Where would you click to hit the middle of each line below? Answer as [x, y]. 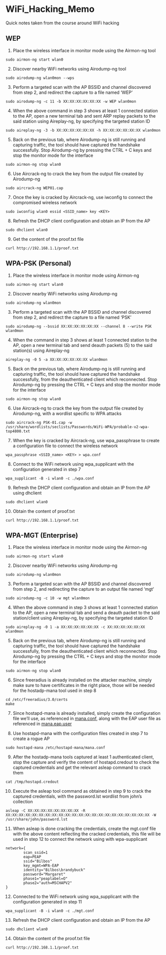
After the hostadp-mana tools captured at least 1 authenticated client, [83, 757]
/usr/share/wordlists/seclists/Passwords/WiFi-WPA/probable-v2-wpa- [78, 427]
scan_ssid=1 [36, 853]
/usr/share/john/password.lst [37, 819]
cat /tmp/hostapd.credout [32, 782]
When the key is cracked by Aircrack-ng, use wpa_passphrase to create [86, 440]
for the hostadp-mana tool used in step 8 [55, 690]
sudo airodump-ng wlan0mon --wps [40, 78]
